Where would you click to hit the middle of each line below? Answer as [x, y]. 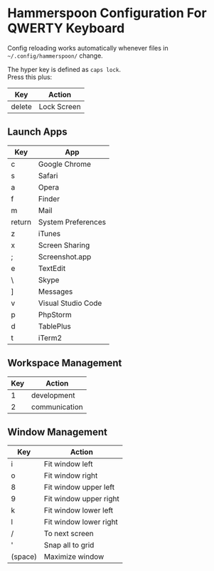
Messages [55, 292]
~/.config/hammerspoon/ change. [55, 56]
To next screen [69, 534]
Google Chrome [64, 164]
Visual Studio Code [70, 303]
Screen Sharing [64, 245]
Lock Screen [60, 106]
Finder [49, 199]
